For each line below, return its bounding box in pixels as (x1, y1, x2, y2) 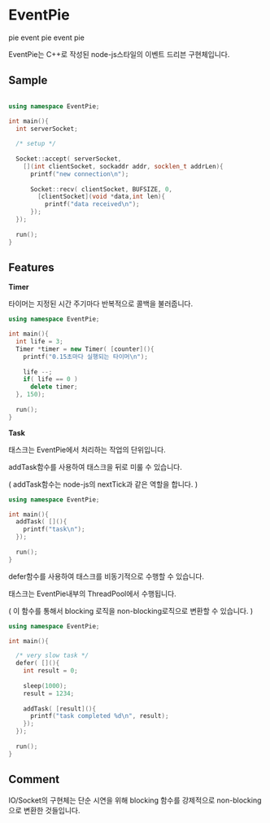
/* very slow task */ (15, 651, 89, 660)
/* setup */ (15, 140, 57, 148)
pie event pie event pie (8, 33, 85, 42)
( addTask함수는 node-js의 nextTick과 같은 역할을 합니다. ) (8, 479, 198, 489)
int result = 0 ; (23, 667, 79, 675)
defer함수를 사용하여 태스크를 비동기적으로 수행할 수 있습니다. (8, 571, 205, 581)
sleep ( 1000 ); (23, 681, 67, 689)
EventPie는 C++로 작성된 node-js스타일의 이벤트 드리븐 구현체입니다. (8, 49, 230, 59)
